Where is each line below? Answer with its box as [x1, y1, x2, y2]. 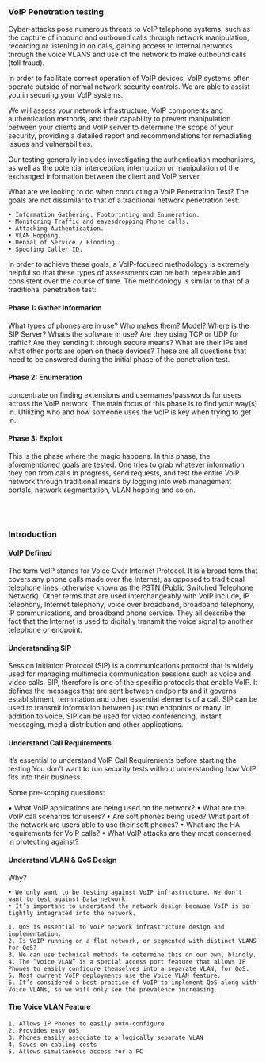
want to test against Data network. [8, 895, 129, 903]
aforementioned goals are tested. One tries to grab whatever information [8, 460, 245, 469]
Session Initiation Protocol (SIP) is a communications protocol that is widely [8, 661, 254, 671]
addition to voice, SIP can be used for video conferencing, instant [8, 711, 222, 721]
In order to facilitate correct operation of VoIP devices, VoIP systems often [8, 74, 251, 83]
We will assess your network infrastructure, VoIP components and [8, 106, 223, 115]
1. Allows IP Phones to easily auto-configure [8, 1019, 165, 1028]
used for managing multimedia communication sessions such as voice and [8, 669, 252, 679]
